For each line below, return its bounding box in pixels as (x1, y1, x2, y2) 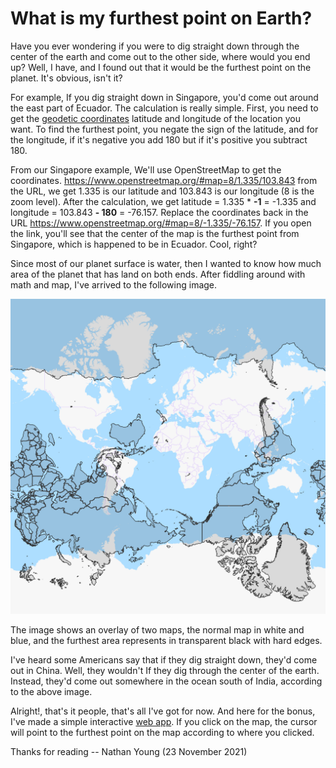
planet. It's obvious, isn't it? (10, 72, 123, 84)
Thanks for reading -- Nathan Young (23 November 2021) (10, 745, 248, 757)
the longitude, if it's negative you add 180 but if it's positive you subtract (10, 133, 308, 146)
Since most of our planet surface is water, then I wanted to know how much (10, 257, 322, 269)
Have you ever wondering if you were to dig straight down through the (10, 40, 300, 52)
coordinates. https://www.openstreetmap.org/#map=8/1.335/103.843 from (10, 174, 318, 186)
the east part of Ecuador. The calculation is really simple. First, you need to (10, 102, 319, 114)
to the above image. (10, 685, 93, 697)
